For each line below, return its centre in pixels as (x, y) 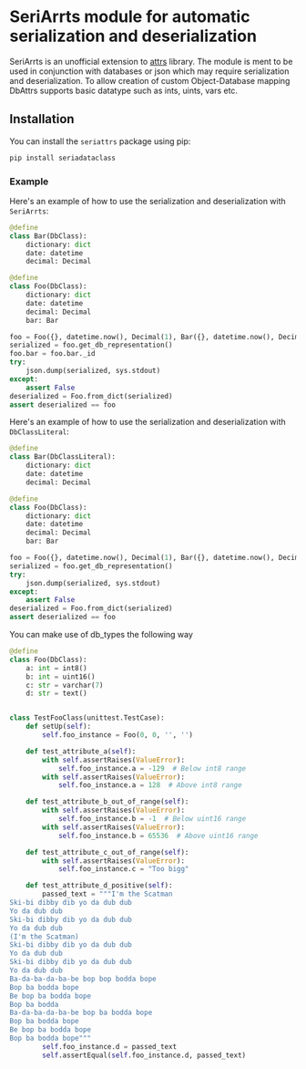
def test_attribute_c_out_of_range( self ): (107, 852)
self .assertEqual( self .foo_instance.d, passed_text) (144, 1055)
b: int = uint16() (61, 677)
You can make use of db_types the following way (102, 635)
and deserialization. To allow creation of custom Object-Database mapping (150, 80)
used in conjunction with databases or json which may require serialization (149, 71)
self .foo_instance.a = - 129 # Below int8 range (152, 768)
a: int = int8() (57, 668)
